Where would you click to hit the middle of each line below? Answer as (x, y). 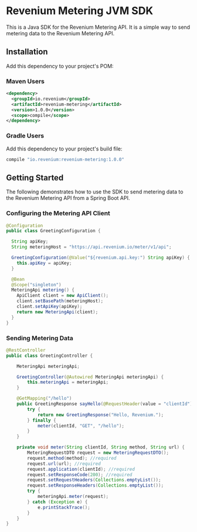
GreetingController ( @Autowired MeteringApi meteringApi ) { (90, 377)
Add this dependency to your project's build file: (64, 149)
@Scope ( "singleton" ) (36, 285)
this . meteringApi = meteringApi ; (68, 382)
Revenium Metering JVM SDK (80, 11)
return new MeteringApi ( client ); (57, 312)
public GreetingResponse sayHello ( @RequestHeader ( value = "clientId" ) (105, 404)
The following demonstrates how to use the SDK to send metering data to (95, 192)
